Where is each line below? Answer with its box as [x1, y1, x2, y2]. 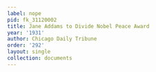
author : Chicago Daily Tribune [7, 36, 97, 43]
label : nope [7, 10, 41, 17]
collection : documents [7, 55, 72, 62]
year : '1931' [7, 29, 45, 36]
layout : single [7, 49, 51, 56]
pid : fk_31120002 [7, 16, 57, 23]
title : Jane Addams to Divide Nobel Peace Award [7, 23, 150, 29]
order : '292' [7, 42, 45, 49]
